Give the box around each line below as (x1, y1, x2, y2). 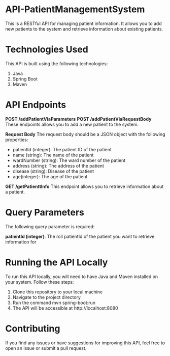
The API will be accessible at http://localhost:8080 (12, 305, 118, 311)
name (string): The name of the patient (12, 152, 94, 158)
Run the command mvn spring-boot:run (12, 299, 95, 306)
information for (5, 238, 37, 245)
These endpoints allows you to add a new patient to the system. (5, 121, 139, 127)
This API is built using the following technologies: (5, 60, 108, 67)
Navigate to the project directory (12, 294, 81, 300)
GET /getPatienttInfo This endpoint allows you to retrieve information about (5, 183, 164, 189)
